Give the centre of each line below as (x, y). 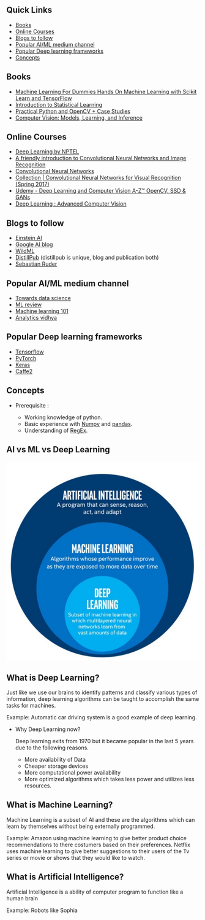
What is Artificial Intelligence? (65, 877)
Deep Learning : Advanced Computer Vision (71, 204)
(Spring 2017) (32, 184)
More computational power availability (73, 772)
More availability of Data (55, 760)
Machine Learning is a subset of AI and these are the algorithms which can (101, 819)
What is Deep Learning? (53, 678)
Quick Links (29, 10)
